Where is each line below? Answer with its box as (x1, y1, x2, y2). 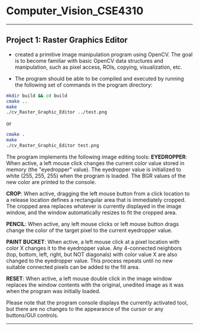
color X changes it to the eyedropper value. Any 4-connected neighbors (6, 245, 182, 252)
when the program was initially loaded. (6, 287, 101, 294)
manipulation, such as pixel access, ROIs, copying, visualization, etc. (14, 64, 182, 71)
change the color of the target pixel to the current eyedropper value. (6, 227, 173, 234)
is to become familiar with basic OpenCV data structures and (14, 57, 164, 64)
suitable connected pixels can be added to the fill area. (6, 263, 140, 271)
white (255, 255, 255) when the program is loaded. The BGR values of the (6, 172, 186, 179)
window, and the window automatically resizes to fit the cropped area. (6, 209, 177, 216)
